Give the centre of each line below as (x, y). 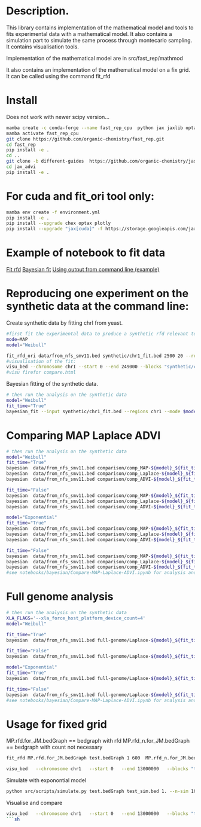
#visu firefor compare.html (41, 373)
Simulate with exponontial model (46, 780)
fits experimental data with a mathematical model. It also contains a (89, 33)
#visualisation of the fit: (41, 361)
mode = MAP (17, 339)
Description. (38, 11)
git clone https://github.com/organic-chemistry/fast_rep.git (85, 139)
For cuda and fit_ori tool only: (80, 196)
